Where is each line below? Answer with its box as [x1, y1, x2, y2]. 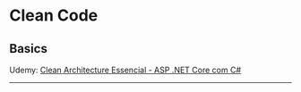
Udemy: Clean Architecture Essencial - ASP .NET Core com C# [9, 64, 242, 75]
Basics [9, 41, 47, 56]
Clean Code [9, 5, 99, 26]
